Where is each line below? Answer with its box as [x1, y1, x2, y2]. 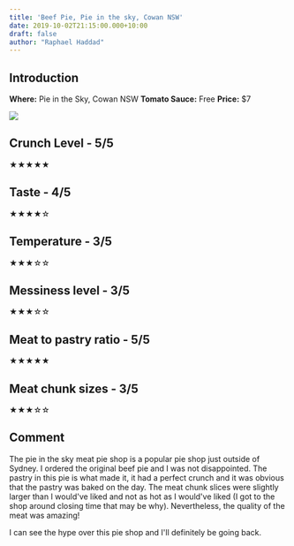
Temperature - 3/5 [9, 234, 113, 249]
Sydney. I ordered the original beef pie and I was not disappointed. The [9, 463, 268, 474]
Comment [9, 430, 65, 445]
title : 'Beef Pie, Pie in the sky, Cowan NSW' [9, 12, 184, 22]
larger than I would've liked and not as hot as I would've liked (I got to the [9, 491, 275, 502]
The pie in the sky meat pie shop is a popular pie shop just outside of [9, 453, 260, 464]
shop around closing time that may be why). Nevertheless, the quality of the [9, 500, 285, 511]
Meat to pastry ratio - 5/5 [9, 332, 150, 347]
